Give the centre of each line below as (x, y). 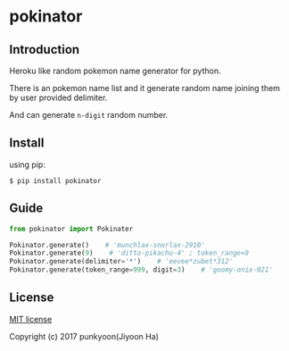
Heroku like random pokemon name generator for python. (115, 71)
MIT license (31, 319)
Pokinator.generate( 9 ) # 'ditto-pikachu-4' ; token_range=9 (129, 253)
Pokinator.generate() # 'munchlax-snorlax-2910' (107, 245)
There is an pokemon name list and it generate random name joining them (145, 88)
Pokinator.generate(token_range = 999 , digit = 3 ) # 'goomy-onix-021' (141, 270)
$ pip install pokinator (55, 180)
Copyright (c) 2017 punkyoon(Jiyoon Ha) (84, 336)
